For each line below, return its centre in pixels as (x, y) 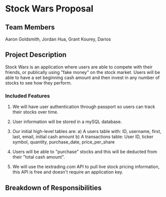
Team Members (30, 27)
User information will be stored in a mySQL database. (67, 122)
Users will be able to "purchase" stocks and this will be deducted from (84, 152)
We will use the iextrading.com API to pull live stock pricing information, (86, 167)
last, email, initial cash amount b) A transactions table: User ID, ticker (83, 137)
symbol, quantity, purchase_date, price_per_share (64, 142)
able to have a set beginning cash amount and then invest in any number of (83, 77)
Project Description (36, 55)
